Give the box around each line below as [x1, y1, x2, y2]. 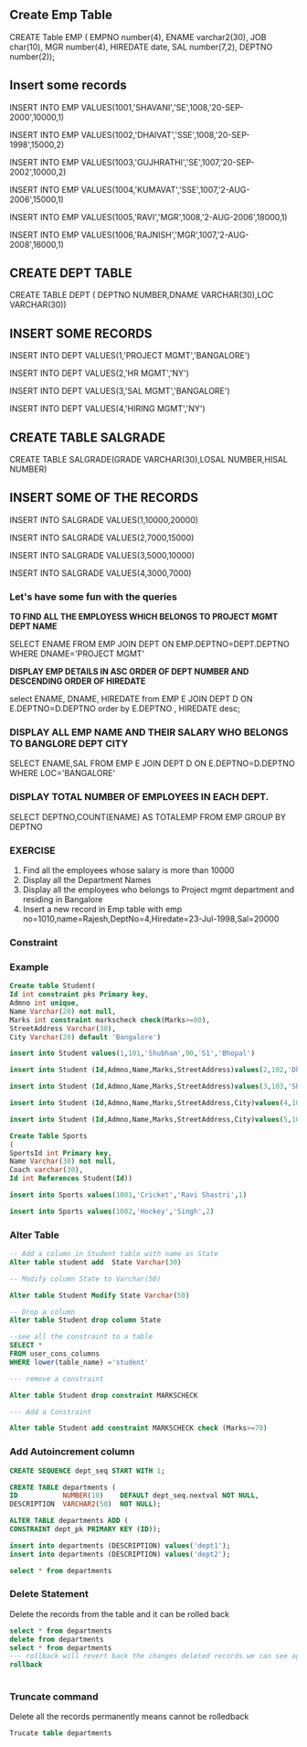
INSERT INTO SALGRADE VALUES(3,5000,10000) [9, 549, 195, 560]
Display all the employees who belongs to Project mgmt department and [22, 884, 295, 895]
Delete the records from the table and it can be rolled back [9, 1608, 230, 1619]
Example [9, 960, 49, 973]
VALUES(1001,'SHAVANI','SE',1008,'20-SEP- [80, 101, 244, 112]
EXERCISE [9, 844, 57, 857]
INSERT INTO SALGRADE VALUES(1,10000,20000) [9, 514, 199, 525]
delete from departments [9, 1635, 104, 1644]
